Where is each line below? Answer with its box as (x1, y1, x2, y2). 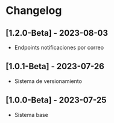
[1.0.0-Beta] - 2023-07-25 (5, 95, 107, 105)
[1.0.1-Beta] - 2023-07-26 (5, 61, 105, 71)
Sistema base (14, 111, 49, 118)
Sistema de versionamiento (14, 77, 83, 85)
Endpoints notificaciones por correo (14, 44, 104, 51)
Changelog (5, 4, 62, 18)
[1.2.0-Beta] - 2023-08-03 (5, 28, 109, 38)
